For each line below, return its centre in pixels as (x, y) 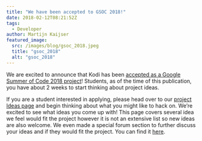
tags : (13, 23)
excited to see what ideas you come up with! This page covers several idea (100, 112)
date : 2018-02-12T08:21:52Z (42, 18)
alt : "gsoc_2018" (34, 57)
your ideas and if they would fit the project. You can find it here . (86, 131)
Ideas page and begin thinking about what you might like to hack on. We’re (99, 105)
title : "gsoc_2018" (36, 52)
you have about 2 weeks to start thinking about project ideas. (83, 87)
